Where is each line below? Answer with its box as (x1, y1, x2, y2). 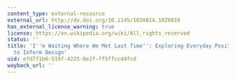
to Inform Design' (13, 49, 68, 56)
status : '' (7, 36, 39, 43)
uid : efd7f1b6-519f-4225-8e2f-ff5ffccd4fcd (7, 56, 137, 63)
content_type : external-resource (7, 10, 105, 17)
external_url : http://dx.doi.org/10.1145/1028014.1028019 (7, 17, 181, 24)
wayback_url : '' (7, 62, 55, 69)
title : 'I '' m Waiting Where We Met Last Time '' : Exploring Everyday (7, 42, 212, 49)
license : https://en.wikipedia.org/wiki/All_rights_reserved (7, 29, 190, 37)
